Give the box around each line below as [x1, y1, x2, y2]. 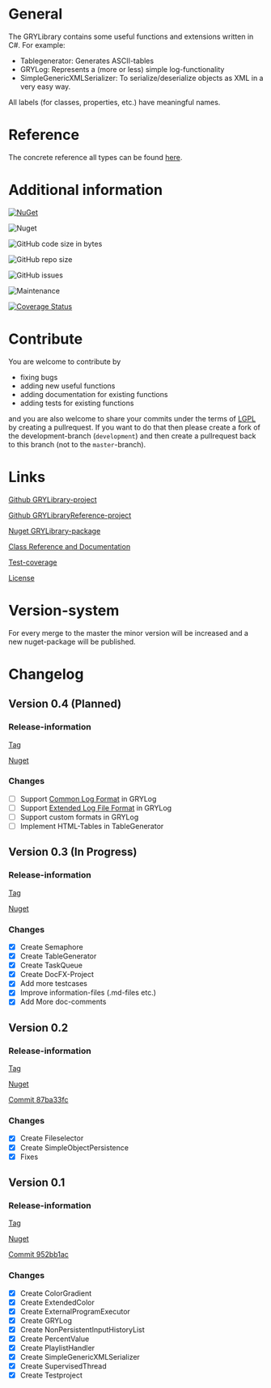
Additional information [8, 181, 163, 199]
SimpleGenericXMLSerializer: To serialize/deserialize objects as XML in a [19, 73, 264, 83]
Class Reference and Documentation [8, 541, 131, 551]
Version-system [8, 601, 120, 620]
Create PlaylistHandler [19, 1344, 95, 1352]
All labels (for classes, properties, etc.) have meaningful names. [8, 97, 221, 107]
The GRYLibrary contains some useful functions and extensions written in [8, 32, 254, 41]
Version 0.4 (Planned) [8, 697, 122, 711]
